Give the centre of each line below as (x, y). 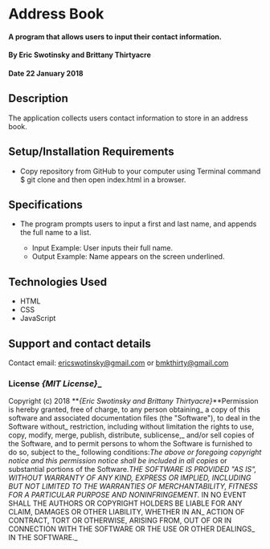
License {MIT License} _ (55, 384)
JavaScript (38, 319)
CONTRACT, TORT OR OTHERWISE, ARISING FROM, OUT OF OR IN (120, 521)
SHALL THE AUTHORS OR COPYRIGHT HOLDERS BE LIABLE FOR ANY (125, 503)
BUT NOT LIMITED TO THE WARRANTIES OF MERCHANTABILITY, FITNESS (133, 486)
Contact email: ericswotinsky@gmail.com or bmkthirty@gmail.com (119, 363)
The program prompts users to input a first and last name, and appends (138, 224)
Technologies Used (57, 282)
